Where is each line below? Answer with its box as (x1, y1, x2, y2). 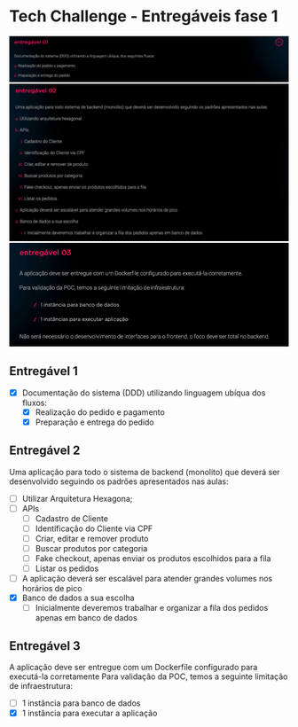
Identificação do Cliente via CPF (35, 523, 153, 534)
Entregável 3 (9, 638, 82, 653)
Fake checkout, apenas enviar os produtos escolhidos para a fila (35, 552, 271, 564)
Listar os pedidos (35, 563, 99, 574)
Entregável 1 (9, 363, 78, 379)
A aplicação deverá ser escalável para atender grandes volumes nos (21, 574, 273, 584)
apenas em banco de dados (35, 613, 137, 623)
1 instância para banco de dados (21, 698, 141, 708)
